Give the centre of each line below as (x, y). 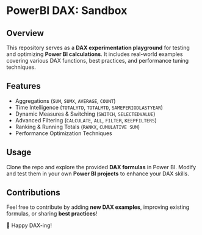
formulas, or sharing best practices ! (52, 214)
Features (23, 86)
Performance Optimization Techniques (63, 133)
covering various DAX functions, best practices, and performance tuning (98, 61)
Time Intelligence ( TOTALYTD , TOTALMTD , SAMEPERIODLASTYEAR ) (89, 107)
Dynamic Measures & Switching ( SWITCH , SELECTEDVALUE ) (85, 114)
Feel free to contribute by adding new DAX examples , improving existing (98, 207)
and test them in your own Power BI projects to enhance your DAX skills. (98, 174)
